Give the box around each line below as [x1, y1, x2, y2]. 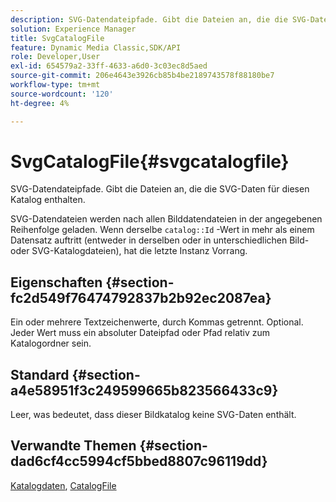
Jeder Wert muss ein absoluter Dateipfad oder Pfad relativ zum [10, 327, 271, 339]
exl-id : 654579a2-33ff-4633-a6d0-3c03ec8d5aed [10, 61, 208, 71]
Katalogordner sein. [10, 337, 92, 350]
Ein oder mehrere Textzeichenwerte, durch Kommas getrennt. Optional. [10, 316, 304, 328]
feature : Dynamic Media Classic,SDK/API [10, 42, 182, 53]
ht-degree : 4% [10, 98, 70, 108]
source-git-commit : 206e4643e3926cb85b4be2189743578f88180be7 [10, 71, 275, 81]
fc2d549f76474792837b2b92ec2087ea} [10, 289, 272, 306]
